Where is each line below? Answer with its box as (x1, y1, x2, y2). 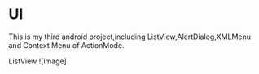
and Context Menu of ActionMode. (8, 40, 125, 50)
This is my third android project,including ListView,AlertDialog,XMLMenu (8, 32, 251, 41)
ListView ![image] (8, 56, 67, 66)
